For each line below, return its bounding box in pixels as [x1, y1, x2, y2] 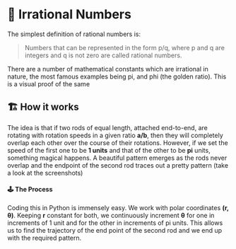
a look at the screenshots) [7, 168, 83, 177]
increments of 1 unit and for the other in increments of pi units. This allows [7, 219, 223, 227]
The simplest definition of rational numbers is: [7, 30, 141, 38]
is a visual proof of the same [7, 79, 90, 88]
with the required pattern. [7, 233, 82, 242]
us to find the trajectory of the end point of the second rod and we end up [7, 226, 223, 234]
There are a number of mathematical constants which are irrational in [7, 64, 208, 73]
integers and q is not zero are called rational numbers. [24, 51, 182, 59]
